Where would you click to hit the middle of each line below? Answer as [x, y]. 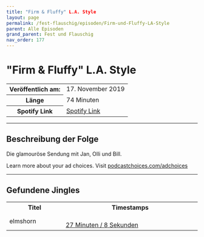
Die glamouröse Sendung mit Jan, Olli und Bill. [64, 154]
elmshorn [23, 221]
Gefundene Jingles [43, 191]
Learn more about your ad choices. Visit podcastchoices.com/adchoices [97, 165]
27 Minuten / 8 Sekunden [102, 225]
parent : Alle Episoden [35, 29]
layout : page [23, 18]
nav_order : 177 [25, 40]
